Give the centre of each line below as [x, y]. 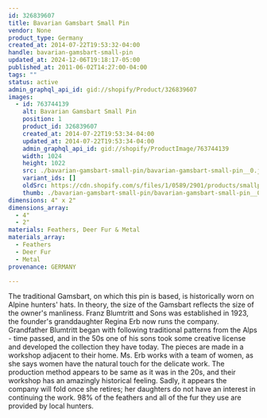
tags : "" [23, 75]
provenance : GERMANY [43, 267]
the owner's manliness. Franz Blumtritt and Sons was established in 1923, [128, 313]
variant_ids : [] [50, 178]
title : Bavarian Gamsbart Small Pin [69, 23]
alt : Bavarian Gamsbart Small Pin [79, 112]
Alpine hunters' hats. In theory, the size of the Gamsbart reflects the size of [131, 305]
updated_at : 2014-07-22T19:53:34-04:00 [89, 141]
